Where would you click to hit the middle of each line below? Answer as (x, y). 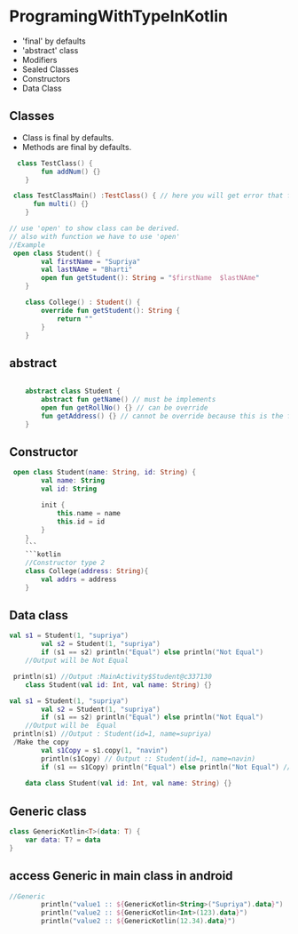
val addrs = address (79, 579)
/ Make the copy (41, 742)
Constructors (46, 78)
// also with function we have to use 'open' (94, 236)
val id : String (69, 489)
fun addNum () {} (71, 172)
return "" (74, 319)
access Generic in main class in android (121, 876)
